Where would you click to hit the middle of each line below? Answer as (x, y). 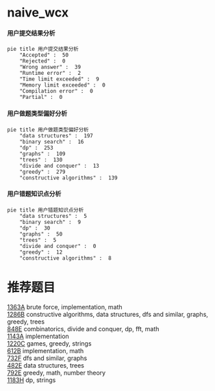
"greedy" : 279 (43, 172)
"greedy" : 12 (41, 252)
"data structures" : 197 (56, 135)
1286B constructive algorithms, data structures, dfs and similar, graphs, (108, 314)
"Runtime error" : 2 (50, 74)
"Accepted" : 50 (44, 55)
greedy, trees (26, 322)
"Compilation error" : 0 (56, 91)
